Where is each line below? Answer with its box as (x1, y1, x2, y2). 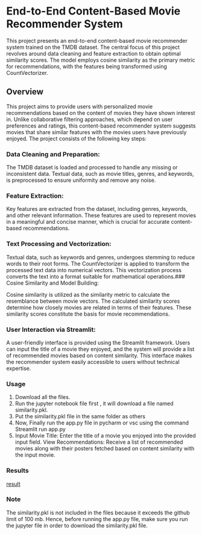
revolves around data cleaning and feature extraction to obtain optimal (6, 50, 181, 57)
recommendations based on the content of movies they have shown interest (6, 109, 195, 116)
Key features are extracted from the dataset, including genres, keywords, (6, 206, 188, 213)
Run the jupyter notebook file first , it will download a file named (14, 400, 174, 407)
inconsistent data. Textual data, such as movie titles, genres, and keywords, (6, 170, 194, 178)
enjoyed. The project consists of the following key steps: (6, 135, 147, 142)
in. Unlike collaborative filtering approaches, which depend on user (6, 115, 173, 123)
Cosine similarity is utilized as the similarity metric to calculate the (6, 291, 170, 298)
